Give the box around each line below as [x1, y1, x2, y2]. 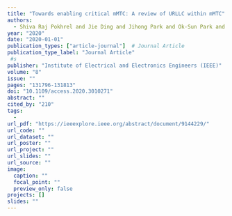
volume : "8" [7, 68, 42, 75]
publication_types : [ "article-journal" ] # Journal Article [7, 43, 185, 49]
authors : [7, 17, 33, 24]
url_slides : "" [7, 153, 51, 160]
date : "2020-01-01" [7, 36, 64, 43]
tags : [7, 107, 23, 114]
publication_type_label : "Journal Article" [7, 49, 135, 56]
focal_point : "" [13, 178, 60, 185]
